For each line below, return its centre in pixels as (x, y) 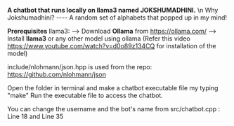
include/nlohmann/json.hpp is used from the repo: (80, 67)
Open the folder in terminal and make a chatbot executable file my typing (113, 88)
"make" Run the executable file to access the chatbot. (85, 95)
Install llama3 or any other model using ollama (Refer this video (99, 38)
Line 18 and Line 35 (35, 116)
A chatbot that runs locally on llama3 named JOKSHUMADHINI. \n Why (113, 10)
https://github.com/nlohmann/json (57, 74)
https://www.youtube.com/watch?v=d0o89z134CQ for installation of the (112, 46)
